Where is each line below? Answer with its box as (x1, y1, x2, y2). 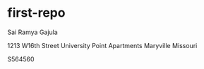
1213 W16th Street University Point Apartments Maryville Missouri (7, 41, 198, 49)
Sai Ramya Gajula (7, 28, 58, 36)
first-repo (7, 5, 66, 21)
